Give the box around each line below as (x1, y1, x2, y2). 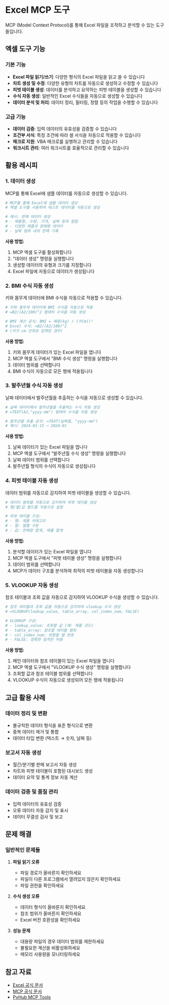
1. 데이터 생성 (5, 178, 36, 185)
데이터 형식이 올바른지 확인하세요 (20, 904, 86, 910)
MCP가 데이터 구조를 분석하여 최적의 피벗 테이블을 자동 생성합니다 (12, 568, 144, 574)
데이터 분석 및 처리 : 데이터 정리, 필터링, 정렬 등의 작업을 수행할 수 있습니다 (12, 99, 158, 105)
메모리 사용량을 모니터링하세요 (20, 951, 80, 957)
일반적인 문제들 (5, 846, 41, 853)
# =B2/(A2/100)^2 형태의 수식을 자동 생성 (5, 310, 86, 315)
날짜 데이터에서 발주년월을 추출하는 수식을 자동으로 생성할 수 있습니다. (5, 395, 144, 401)
